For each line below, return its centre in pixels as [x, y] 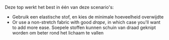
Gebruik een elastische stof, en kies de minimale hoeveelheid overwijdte [88, 17]
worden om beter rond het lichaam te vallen [58, 33]
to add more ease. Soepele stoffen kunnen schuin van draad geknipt [84, 27]
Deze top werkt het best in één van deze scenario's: [59, 7]
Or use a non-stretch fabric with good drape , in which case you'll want [86, 22]
